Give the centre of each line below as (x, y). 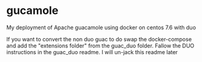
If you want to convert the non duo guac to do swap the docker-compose (99, 39)
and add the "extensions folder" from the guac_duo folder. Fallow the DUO (100, 46)
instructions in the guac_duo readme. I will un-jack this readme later (92, 52)
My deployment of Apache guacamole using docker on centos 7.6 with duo (101, 27)
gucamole (33, 11)
